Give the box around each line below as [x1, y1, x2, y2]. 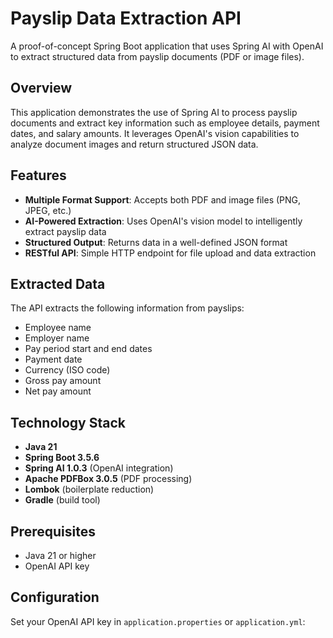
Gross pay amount [24, 375, 102, 387]
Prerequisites [10, 523, 96, 540]
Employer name [24, 332, 90, 344]
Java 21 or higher [24, 550, 97, 561]
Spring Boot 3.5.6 [24, 452, 100, 464]
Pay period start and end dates [24, 343, 153, 355]
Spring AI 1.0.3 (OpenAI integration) [24, 462, 174, 474]
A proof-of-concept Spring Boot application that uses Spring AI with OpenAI [10, 40, 324, 52]
